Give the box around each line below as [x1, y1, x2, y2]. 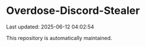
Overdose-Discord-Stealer [6, 4, 140, 17]
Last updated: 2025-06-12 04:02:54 [6, 23, 95, 30]
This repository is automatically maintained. [6, 34, 112, 41]
